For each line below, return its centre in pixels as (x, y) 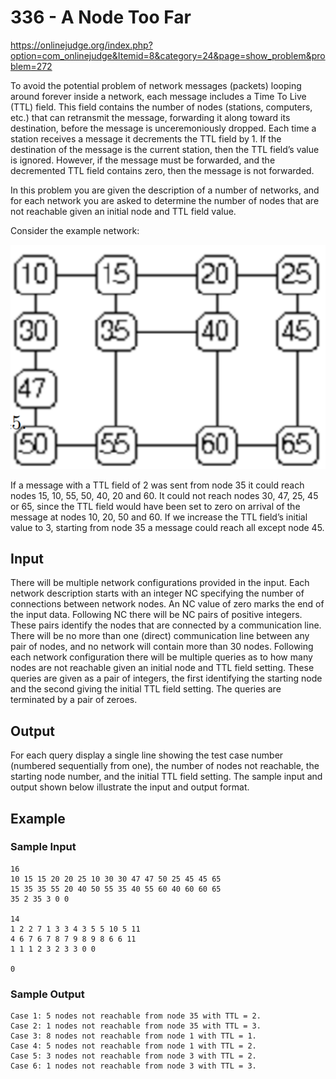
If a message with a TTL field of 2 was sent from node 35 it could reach (157, 485)
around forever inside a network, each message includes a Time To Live (158, 96)
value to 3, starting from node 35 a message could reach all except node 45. (167, 527)
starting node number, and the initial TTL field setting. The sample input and (166, 777)
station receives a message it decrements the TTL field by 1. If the (146, 138)
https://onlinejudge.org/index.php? (81, 45)
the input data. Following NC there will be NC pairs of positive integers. (156, 615)
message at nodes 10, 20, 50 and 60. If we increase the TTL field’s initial (159, 517)
